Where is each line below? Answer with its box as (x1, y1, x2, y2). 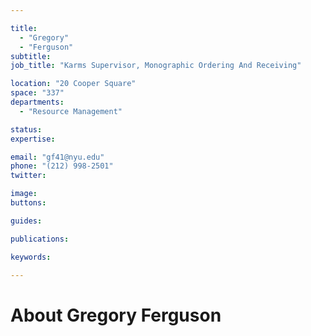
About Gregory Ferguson (10, 304, 222, 326)
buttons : (10, 198, 47, 208)
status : (10, 124, 43, 135)
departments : (10, 97, 65, 107)
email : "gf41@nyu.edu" (10, 152, 105, 162)
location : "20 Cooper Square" (10, 79, 137, 89)
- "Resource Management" (19, 106, 123, 116)
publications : (10, 234, 70, 244)
